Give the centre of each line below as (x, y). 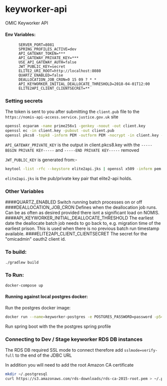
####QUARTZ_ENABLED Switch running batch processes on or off (74, 202)
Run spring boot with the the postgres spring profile (58, 326)
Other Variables (25, 191)
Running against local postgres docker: (47, 296)
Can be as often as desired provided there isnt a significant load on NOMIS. (83, 213)
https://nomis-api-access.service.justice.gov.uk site (62, 117)
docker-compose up (24, 285)
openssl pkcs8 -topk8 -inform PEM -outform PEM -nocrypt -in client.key (82, 135)
